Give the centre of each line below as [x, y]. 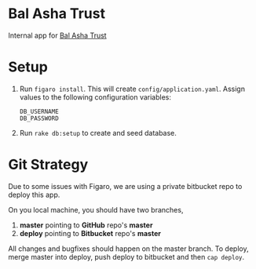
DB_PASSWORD [39, 118]
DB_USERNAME [39, 111]
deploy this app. [34, 194]
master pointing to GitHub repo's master [86, 225]
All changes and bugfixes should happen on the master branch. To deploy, [128, 249]
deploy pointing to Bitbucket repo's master [90, 233]
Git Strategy [48, 165]
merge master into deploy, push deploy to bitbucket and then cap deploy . [126, 256]
